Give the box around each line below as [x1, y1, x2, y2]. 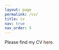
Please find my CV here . [4, 39, 54, 45]
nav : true [4, 21, 25, 26]
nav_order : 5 [4, 26, 32, 31]
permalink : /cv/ [4, 12, 38, 17]
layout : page [4, 7, 32, 12]
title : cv [4, 16, 25, 21]
